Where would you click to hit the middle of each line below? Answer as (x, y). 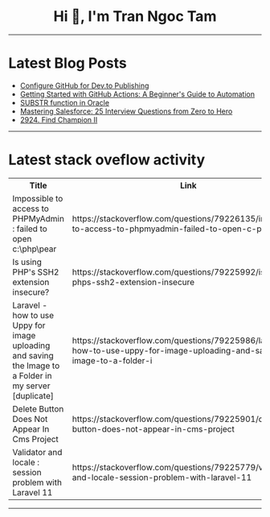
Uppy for (29, 325)
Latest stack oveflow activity (107, 160)
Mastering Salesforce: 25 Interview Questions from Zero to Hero (126, 111)
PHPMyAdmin (38, 218)
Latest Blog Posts (67, 63)
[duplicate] (33, 395)
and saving (33, 355)
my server (31, 386)
